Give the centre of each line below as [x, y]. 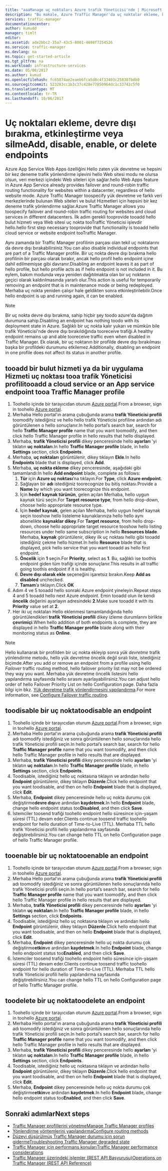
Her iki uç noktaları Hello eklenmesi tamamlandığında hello [73, 612]
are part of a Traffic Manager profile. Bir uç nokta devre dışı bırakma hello [81, 253]
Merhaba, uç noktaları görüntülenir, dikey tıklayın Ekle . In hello [76, 457]
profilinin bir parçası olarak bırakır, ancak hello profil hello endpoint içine [79, 259]
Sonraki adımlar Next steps [47, 1114]
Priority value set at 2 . [35, 606]
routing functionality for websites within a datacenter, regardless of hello [80, 190]
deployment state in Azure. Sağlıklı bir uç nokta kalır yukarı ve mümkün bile [82, 326]
